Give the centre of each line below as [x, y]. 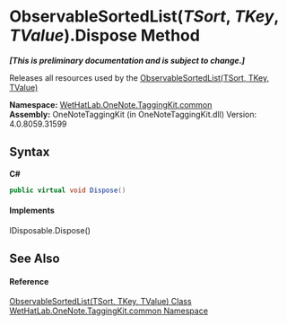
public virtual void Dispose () [68, 190]
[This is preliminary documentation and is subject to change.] [127, 60]
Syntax [30, 152]
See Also [35, 259]
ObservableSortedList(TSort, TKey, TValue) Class [100, 302]
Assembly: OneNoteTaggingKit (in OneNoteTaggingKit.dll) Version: [133, 114]
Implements [32, 211]
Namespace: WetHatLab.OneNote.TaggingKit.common [111, 104]
